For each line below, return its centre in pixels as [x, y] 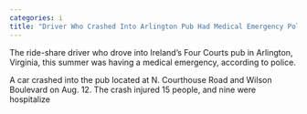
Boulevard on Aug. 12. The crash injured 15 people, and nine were [133, 89]
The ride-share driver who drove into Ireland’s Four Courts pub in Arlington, [151, 52]
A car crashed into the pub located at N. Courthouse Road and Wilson [141, 79]
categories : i [37, 18]
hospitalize [30, 99]
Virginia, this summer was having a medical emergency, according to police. [153, 62]
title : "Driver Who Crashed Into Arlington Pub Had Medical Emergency [147, 26]
